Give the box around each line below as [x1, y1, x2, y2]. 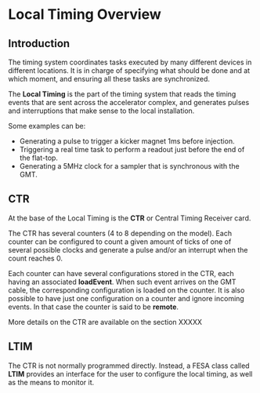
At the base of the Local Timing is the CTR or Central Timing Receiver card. [8, 213, 251, 223]
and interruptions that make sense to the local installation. [8, 106, 195, 115]
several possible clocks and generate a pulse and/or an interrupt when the [8, 245, 248, 254]
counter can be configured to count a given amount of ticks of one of [8, 237, 232, 246]
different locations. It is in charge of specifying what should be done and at [8, 66, 251, 75]
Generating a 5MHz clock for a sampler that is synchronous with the [19, 162, 240, 170]
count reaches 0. [8, 253, 63, 263]
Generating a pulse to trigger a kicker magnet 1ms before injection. [19, 136, 235, 146]
